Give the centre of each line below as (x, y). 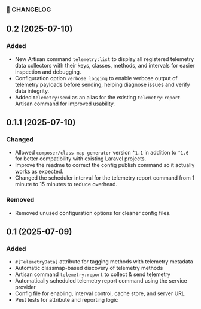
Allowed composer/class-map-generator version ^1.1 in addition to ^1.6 (102, 153)
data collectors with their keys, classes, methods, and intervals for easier (105, 65)
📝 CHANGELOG (29, 10)
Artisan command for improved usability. (65, 104)
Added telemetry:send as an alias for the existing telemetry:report (98, 97)
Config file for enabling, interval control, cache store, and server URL (100, 293)
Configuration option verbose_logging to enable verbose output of (96, 78)
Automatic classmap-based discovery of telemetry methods (89, 268)
